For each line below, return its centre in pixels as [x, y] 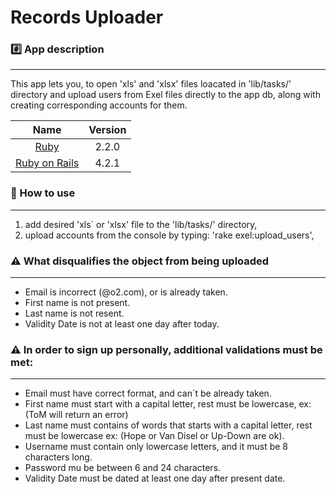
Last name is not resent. [74, 313]
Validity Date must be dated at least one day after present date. [155, 478]
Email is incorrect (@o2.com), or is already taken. [126, 292]
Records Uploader [87, 17]
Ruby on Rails [47, 163]
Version [107, 130]
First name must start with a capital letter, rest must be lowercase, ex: [168, 404]
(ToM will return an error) [76, 415]
